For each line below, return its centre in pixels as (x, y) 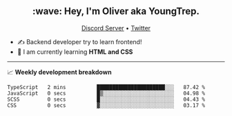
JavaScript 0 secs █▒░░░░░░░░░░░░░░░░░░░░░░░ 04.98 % (106, 93)
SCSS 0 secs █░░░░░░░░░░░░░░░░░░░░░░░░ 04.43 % (106, 99)
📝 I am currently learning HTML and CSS (75, 52)
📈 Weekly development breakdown (59, 72)
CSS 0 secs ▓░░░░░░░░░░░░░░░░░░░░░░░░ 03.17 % (106, 105)
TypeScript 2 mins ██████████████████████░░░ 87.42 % (106, 87)
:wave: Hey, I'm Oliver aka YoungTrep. (116, 11)
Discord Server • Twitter (116, 28)
